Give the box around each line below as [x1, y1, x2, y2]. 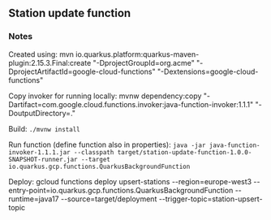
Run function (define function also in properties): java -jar [8, 140, 206, 149]
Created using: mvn [8, 49, 75, 59]
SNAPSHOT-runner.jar [8, 155, 79, 163]
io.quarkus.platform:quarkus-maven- [75, 49, 200, 59]
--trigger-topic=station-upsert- [158, 194, 263, 204]
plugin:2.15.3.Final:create [8, 58, 92, 67]
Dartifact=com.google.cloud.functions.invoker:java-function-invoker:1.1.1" [8, 99, 254, 109]
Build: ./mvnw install [8, 123, 80, 133]
